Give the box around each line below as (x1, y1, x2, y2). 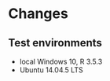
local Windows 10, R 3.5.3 (19, 57, 103, 66)
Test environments (8, 36, 102, 50)
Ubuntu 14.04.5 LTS (19, 65, 84, 75)
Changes (8, 5, 68, 23)
